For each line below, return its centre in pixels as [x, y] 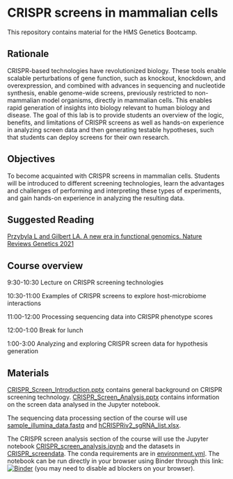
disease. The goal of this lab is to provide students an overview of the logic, [116, 115]
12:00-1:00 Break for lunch [45, 330]
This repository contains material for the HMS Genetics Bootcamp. [102, 32]
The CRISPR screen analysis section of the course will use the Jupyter [108, 439]
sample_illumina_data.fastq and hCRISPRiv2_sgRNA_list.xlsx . [94, 425]
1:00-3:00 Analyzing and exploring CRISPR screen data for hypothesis [108, 344]
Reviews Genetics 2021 [41, 244]
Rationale [28, 54]
